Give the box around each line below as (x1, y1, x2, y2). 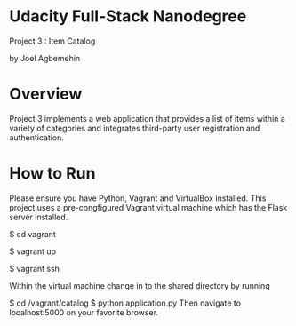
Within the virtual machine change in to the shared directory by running (9, 280, 270, 290)
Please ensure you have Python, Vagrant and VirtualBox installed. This (9, 193, 267, 203)
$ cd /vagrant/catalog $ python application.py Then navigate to (9, 298, 242, 308)
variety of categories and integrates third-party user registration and (9, 123, 260, 133)
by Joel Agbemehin (9, 52, 81, 63)
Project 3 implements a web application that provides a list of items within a (9, 113, 286, 123)
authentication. (9, 131, 65, 143)
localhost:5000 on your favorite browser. (9, 306, 158, 317)
